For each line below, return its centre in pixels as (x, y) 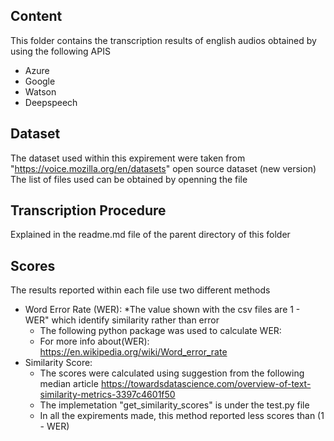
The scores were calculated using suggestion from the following (172, 373)
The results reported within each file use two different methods (140, 290)
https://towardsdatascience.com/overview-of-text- (206, 384)
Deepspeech (51, 102)
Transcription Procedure (88, 210)
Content (36, 16)
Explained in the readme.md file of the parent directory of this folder (150, 235)
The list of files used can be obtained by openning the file (129, 179)
